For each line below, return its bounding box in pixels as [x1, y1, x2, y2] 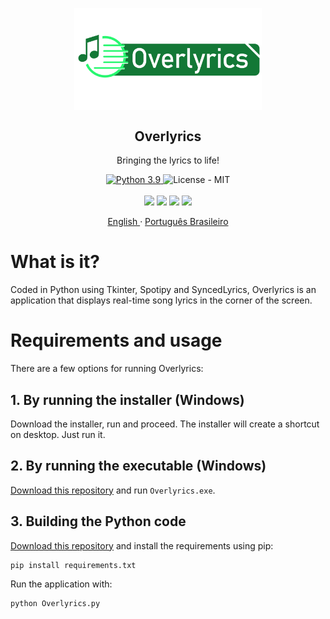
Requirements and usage [10, 329, 223, 352]
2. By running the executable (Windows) [10, 458, 267, 475]
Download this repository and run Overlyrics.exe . [10, 484, 216, 496]
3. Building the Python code [10, 513, 187, 530]
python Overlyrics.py [10, 598, 101, 608]
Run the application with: [10, 578, 113, 590]
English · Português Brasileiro [107, 216, 229, 228]
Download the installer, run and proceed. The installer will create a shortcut [10, 418, 320, 430]
